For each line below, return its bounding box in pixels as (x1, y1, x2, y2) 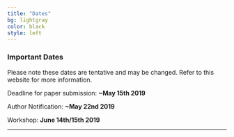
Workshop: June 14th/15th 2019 (7, 116, 100, 124)
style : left (7, 29, 42, 37)
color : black (7, 23, 45, 30)
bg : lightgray (7, 17, 49, 24)
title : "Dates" (7, 10, 52, 17)
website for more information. (7, 75, 93, 84)
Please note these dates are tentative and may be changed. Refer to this (7, 68, 214, 76)
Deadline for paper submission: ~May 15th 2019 (7, 89, 146, 97)
